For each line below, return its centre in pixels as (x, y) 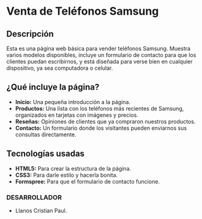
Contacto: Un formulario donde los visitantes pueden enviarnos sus (101, 128)
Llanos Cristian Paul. (41, 210)
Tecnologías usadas (45, 154)
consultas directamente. (46, 134)
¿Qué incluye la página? (53, 87)
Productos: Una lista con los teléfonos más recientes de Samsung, (99, 108)
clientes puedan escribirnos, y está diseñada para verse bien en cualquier (99, 61)
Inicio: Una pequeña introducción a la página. (73, 102)
